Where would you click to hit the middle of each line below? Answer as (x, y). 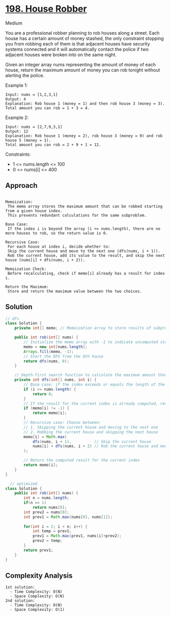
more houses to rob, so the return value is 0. (57, 233)
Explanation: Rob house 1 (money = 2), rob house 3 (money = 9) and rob (84, 136)
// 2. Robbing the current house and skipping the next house (91, 432)
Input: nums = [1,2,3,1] (32, 94)
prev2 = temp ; (47, 541)
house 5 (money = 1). (28, 140)
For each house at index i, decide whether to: (59, 246)
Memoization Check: (26, 269)
